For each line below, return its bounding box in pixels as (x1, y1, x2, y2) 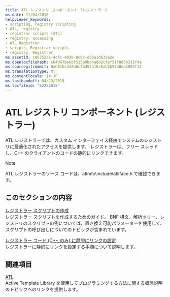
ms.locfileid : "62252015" (5, 83, 60, 88)
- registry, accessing (5, 36, 53, 41)
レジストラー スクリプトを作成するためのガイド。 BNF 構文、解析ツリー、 (5, 214, 160, 220)
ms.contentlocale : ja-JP (5, 74, 58, 79)
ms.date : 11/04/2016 (5, 12, 49, 17)
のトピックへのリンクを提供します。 (5, 286, 81, 292)
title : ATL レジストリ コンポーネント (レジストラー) (5, 7, 108, 13)
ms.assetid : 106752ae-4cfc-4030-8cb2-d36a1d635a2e (5, 54, 115, 60)
